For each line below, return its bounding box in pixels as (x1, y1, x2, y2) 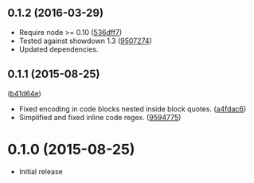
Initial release (18, 166, 63, 176)
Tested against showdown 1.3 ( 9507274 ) (18, 36, 153, 45)
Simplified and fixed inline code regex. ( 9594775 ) (18, 112, 182, 122)
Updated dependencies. (18, 44, 99, 54)
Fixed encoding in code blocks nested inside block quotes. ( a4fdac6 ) (18, 103, 247, 114)
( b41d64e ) (7, 88, 41, 98)
